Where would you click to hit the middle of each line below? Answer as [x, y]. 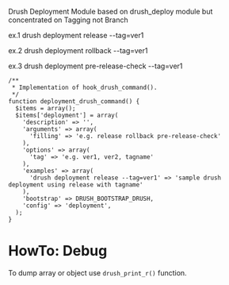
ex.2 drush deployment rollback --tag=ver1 [78, 50]
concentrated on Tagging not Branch [68, 20]
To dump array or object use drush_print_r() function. [98, 272]
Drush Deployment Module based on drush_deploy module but [111, 12]
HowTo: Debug [58, 251]
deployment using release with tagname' [76, 185]
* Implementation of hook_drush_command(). [84, 87]
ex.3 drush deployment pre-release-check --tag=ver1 [95, 66]
